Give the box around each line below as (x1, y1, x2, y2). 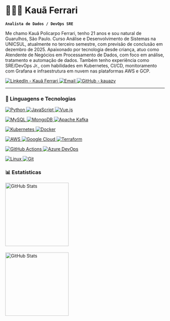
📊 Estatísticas (5, 169, 41, 176)
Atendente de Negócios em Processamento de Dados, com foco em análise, (5, 52, 164, 58)
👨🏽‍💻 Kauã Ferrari (5, 5, 78, 16)
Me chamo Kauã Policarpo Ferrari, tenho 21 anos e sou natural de (5, 30, 142, 36)
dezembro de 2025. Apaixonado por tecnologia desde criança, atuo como (5, 46, 159, 52)
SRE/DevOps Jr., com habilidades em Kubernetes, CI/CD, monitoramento (5, 62, 157, 68)
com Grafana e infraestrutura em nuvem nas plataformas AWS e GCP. (5, 68, 151, 74)
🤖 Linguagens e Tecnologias (5, 95, 76, 102)
